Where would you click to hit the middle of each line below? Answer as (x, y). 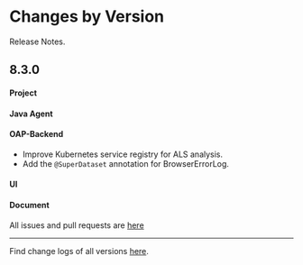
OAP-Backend (37, 134)
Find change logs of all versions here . (79, 251)
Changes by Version (87, 17)
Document (29, 205)
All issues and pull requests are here (77, 225)
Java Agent (31, 114)
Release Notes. (37, 41)
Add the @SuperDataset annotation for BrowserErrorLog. (126, 163)
